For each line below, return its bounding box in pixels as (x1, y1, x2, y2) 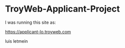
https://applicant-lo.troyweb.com (5, 29, 71, 34)
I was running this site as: (5, 19, 56, 25)
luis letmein (5, 38, 28, 44)
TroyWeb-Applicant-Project (5, 3, 120, 15)
